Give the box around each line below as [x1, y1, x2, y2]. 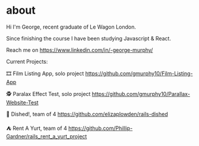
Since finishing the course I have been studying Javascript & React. [6, 35, 171, 42]
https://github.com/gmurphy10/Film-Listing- [85, 70, 193, 77]
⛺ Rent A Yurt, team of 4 [6, 125, 67, 132]
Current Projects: [6, 58, 48, 65]
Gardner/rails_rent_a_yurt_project [6, 132, 87, 140]
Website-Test [6, 99, 39, 106]
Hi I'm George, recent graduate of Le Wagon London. [6, 23, 137, 30]
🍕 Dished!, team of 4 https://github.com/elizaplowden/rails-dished [6, 110, 168, 117]
